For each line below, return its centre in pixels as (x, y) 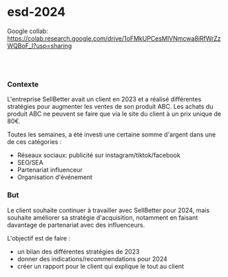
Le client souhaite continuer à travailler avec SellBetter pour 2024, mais (108, 210)
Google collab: (28, 31)
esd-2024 (37, 12)
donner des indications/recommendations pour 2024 (92, 258)
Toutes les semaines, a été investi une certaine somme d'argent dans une (112, 134)
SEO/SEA (30, 163)
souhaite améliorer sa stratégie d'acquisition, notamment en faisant (103, 217)
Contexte (23, 84)
